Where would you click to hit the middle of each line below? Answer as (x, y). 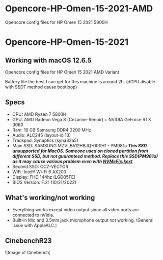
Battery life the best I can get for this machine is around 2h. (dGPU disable (80, 81)
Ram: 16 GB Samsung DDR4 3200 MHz (52, 130)
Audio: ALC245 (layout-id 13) (41, 135)
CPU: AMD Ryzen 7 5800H (39, 114)
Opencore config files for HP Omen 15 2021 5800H (56, 22)
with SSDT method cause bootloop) (41, 87)
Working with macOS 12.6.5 (48, 60)
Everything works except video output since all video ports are (75, 209)
